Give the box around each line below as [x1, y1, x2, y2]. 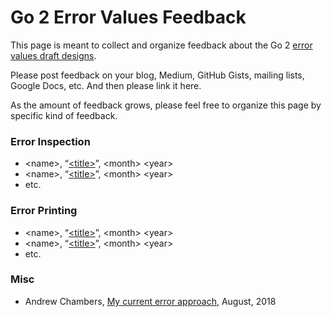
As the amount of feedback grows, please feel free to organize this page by [10, 99, 322, 111]
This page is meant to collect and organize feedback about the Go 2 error [10, 39, 313, 51]
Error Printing [10, 204, 78, 218]
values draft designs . [10, 49, 97, 61]
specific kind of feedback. [10, 109, 118, 121]
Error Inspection [10, 134, 91, 148]
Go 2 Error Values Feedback [10, 6, 247, 29]
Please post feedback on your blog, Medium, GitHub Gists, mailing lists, [10, 69, 305, 81]
